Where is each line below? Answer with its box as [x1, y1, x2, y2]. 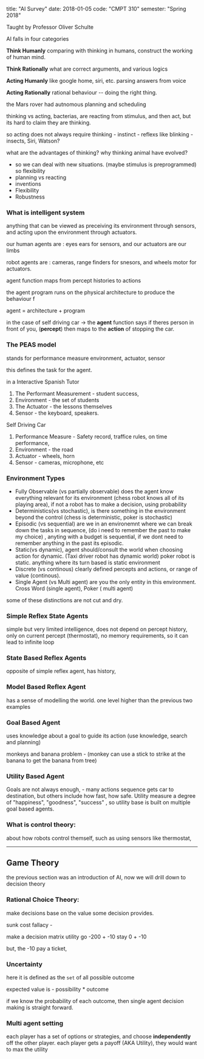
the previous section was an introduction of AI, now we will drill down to [6, 874, 186, 881]
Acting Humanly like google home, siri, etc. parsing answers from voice [6, 77, 186, 84]
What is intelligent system [6, 208, 85, 217]
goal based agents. [6, 805, 55, 812]
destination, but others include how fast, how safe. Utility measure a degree [6, 792, 196, 800]
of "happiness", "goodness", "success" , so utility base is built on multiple [6, 799, 191, 806]
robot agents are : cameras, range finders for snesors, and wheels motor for [6, 259, 197, 266]
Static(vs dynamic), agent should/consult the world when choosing [15, 546, 183, 553]
